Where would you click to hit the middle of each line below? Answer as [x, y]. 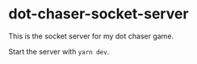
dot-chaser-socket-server [98, 14]
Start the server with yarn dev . [59, 51]
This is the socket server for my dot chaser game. [91, 36]
